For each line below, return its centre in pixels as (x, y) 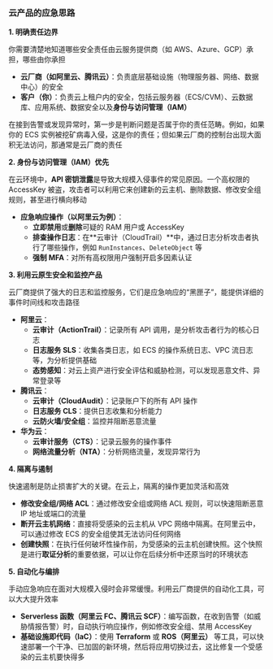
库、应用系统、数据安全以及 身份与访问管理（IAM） (106, 107)
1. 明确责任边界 (33, 32)
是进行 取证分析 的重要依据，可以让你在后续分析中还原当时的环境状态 (134, 554)
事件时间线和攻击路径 (44, 302)
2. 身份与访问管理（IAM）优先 (59, 162)
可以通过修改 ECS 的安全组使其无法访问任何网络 (100, 534)
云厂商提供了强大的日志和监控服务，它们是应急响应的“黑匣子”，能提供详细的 (136, 292)
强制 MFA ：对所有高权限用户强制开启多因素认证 (112, 258)
